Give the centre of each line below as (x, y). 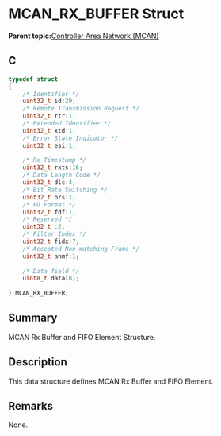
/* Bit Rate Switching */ (65, 190)
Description (38, 362)
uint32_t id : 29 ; (50, 101)
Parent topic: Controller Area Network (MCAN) (84, 36)
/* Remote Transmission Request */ (81, 109)
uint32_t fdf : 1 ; (50, 212)
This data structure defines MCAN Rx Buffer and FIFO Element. (111, 381)
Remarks (31, 406)
